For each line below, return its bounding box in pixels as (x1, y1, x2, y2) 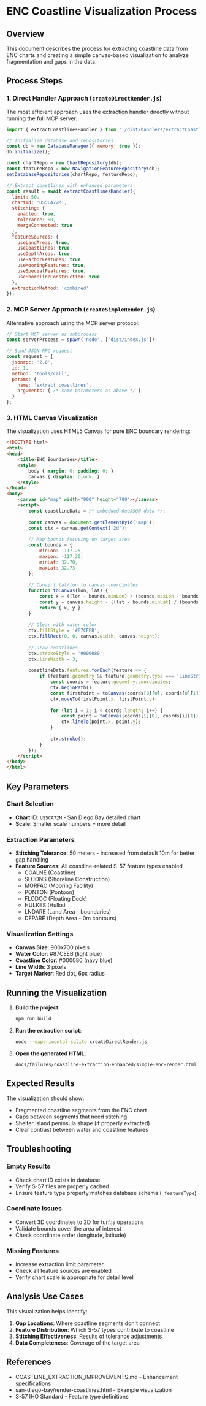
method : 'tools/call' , (12, 370, 70, 376)
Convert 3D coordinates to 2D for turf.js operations (15, 1218, 144, 1226)
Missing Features (6, 1247, 59, 1255)
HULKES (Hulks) (24, 901, 66, 909)
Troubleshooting (6, 1144, 72, 1154)
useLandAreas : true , (17, 239, 70, 246)
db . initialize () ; (6, 149, 51, 155)
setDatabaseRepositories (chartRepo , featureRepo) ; (6, 171, 139, 177)
